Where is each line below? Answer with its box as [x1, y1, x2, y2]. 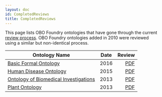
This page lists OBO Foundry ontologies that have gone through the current [5, 30, 158, 36]
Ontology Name [32, 52, 70, 59]
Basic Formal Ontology [7, 60, 60, 67]
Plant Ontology [7, 84, 42, 91]
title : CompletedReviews [5, 16, 56, 21]
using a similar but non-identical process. [5, 40, 89, 46]
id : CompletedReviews [5, 12, 50, 17]
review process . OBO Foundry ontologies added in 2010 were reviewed [5, 35, 149, 41]
